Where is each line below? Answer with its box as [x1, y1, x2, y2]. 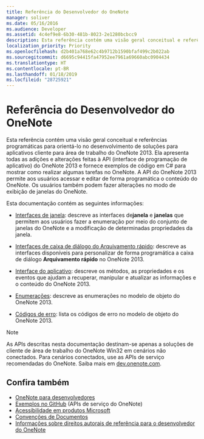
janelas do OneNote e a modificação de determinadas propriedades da [15, 225, 193, 232]
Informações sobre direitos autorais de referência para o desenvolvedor [15, 420, 195, 427]
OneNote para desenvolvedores [15, 393, 95, 401]
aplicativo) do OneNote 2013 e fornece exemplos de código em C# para [6, 162, 186, 169]
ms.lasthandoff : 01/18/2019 [6, 71, 78, 77]
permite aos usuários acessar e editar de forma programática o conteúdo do [6, 175, 198, 183]
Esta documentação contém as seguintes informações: [6, 200, 144, 207]
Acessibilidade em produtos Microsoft [15, 406, 110, 414]
